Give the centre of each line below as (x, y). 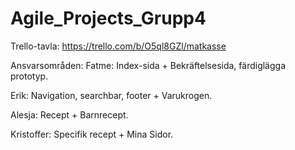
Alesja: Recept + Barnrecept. (69, 114)
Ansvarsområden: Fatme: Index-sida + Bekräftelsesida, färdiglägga (148, 65)
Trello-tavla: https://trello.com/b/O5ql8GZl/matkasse (118, 46)
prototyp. (29, 76)
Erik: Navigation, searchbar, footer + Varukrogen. (111, 95)
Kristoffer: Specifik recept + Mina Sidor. (92, 134)
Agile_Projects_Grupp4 (108, 18)
